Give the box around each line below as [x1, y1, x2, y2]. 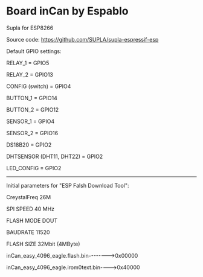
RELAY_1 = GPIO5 [6, 59, 50, 66]
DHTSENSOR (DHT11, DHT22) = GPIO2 [6, 153, 103, 160]
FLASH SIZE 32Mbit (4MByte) [6, 240, 80, 247]
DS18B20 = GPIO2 [6, 141, 52, 148]
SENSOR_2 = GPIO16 [6, 129, 59, 136]
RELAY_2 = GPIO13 [6, 71, 53, 78]
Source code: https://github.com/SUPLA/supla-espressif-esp [6, 36, 159, 43]
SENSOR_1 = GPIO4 [6, 118, 55, 125]
